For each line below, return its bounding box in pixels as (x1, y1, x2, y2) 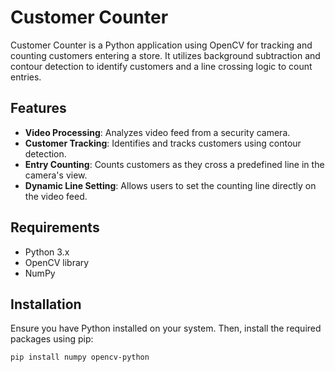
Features (10, 100, 67, 117)
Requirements (10, 219, 100, 236)
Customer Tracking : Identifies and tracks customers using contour (24, 137, 302, 149)
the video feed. (24, 190, 88, 202)
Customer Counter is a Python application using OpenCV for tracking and (10, 39, 313, 51)
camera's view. (24, 169, 88, 181)
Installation (10, 296, 82, 313)
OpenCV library (24, 256, 90, 268)
